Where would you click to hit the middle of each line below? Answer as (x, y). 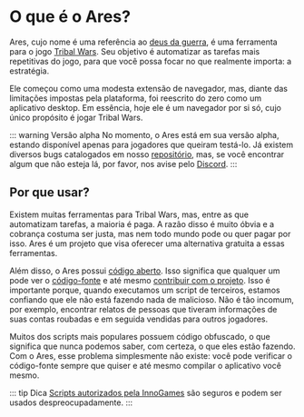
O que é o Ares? (70, 17)
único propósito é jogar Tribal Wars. (76, 117)
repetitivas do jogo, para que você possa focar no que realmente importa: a (151, 61)
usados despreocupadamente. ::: (71, 402)
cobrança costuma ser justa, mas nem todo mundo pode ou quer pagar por (150, 233)
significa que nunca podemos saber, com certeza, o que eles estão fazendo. (152, 346)
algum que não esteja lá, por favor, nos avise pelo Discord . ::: (123, 164)
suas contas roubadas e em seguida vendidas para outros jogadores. (139, 319)
